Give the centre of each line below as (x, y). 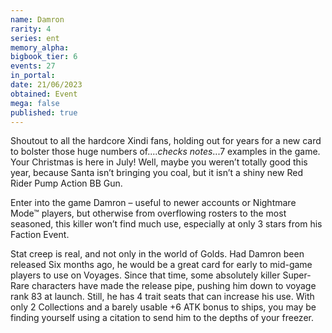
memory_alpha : (40, 47)
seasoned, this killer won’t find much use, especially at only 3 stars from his (166, 224)
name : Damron (37, 19)
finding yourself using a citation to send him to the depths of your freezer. (162, 318)
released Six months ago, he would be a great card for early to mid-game (161, 265)
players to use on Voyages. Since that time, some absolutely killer (145, 275)
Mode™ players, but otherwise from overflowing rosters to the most (148, 213)
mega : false (35, 103)
